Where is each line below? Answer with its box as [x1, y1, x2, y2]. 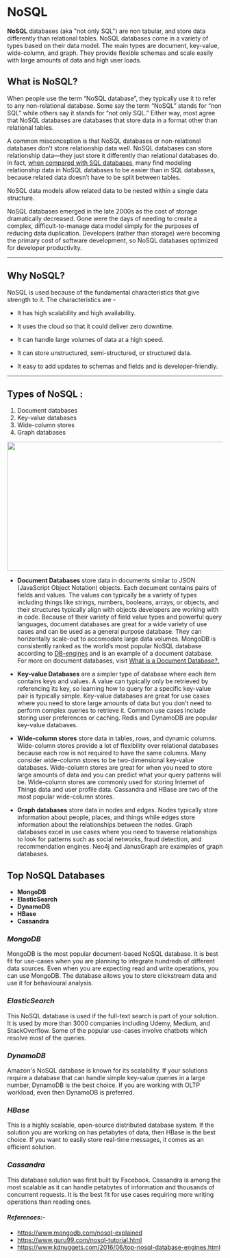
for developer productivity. [7, 243, 82, 251]
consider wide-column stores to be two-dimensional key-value [16, 756, 194, 764]
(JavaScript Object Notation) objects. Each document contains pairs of [16, 584, 217, 592]
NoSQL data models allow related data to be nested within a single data [7, 186, 209, 194]
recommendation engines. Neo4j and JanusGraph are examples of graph [16, 843, 223, 851]
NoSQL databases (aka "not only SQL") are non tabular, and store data [7, 27, 206, 35]
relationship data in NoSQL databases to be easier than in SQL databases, [7, 165, 216, 174]
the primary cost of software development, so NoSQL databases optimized [7, 236, 218, 244]
